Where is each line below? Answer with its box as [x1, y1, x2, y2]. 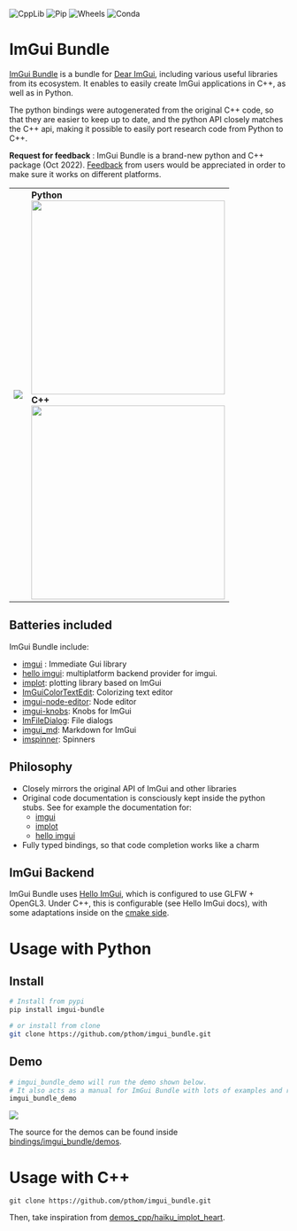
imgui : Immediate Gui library [21, 658, 127, 669]
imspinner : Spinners [21, 734, 95, 744]
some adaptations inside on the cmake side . [9, 908, 170, 918]
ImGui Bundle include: [9, 641, 89, 651]
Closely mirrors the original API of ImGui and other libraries [21, 783, 237, 793]
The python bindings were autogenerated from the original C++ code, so [9, 105, 274, 115]
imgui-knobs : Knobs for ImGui [21, 705, 132, 716]
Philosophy [9, 760, 73, 775]
